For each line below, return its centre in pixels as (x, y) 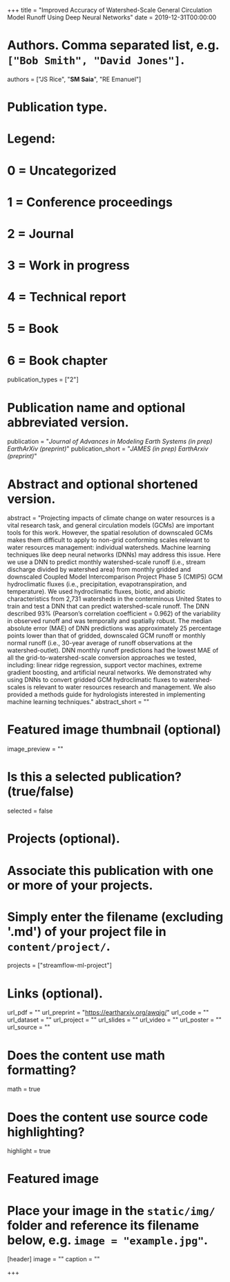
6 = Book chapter (58, 360)
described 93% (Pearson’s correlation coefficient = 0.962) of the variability (114, 614)
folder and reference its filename (103, 1225)
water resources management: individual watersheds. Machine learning (109, 548)
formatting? (42, 1070)
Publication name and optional (96, 407)
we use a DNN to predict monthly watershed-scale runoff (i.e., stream (106, 562)
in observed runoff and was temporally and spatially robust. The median (110, 621)
